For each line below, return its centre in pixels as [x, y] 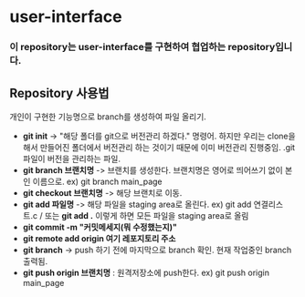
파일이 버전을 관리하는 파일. [72, 159]
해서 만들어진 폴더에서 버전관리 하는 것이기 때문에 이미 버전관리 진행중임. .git [158, 147]
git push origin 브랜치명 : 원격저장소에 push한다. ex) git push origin [146, 272]
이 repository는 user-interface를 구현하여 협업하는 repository [142, 47]
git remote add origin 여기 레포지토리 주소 [99, 238]
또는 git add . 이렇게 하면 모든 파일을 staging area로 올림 [147, 215]
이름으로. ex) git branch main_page [97, 181]
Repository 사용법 [59, 93]
